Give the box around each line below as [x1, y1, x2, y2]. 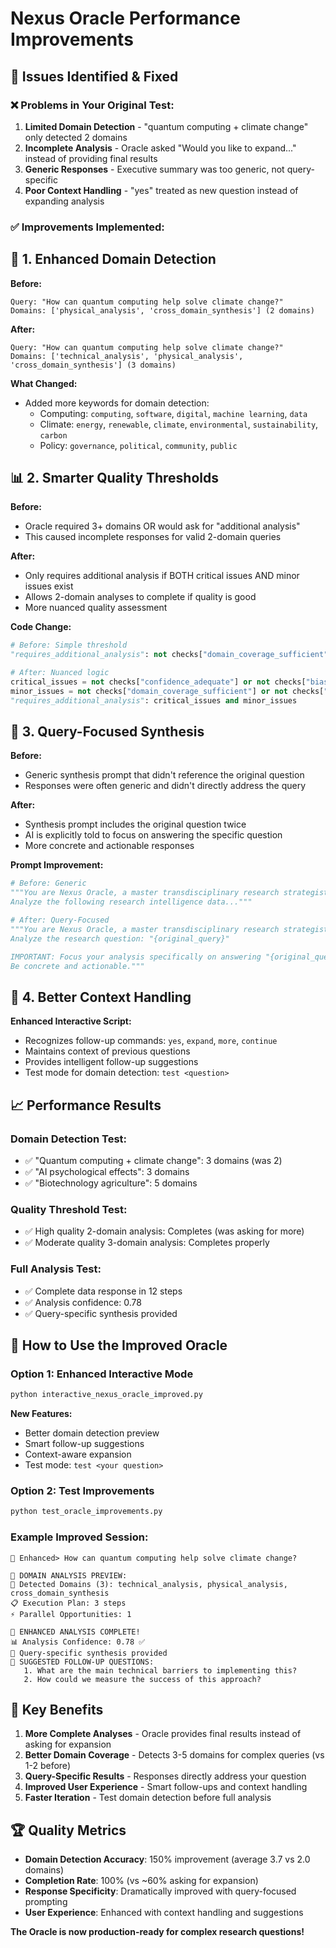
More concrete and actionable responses [24, 840, 195, 852]
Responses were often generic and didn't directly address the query [24, 780, 307, 792]
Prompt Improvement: [10, 859, 104, 871]
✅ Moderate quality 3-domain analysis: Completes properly [24, 1237, 270, 1249]
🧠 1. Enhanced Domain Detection [10, 251, 217, 268]
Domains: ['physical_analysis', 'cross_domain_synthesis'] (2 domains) [10, 305, 315, 316]
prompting [24, 1896, 68, 1908]
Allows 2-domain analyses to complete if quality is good [24, 591, 257, 603]
